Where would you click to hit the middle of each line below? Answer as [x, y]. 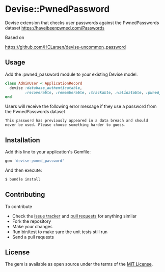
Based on [15, 37]
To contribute [19, 206]
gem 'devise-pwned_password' [35, 161]
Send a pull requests [33, 237]
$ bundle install [23, 179]
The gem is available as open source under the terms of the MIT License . [79, 264]
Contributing [25, 195]
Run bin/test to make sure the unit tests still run [60, 232]
